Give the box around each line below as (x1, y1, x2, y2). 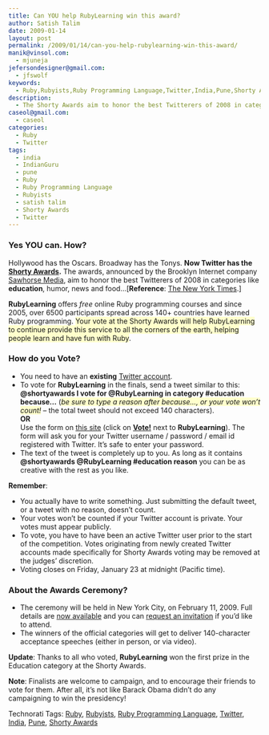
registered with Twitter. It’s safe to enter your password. (19, 439, 204, 449)
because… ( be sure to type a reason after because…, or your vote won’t (19, 396, 261, 406)
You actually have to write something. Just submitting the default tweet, (19, 496, 257, 506)
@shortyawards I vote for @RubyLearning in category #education (19, 388, 245, 398)
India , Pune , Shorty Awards (8, 717, 98, 727)
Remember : (8, 481, 48, 490)
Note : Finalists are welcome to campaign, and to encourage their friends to (8, 676, 256, 686)
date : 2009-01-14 (8, 26, 66, 35)
